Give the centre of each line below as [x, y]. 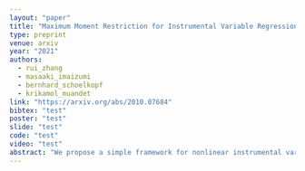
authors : [26, 60]
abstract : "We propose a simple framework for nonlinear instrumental [146, 152]
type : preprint [38, 34]
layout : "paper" [40, 18]
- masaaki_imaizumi [54, 77]
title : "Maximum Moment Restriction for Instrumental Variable [132, 26]
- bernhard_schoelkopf [60, 85]
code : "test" [34, 136]
